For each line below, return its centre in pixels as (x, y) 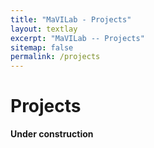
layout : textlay (44, 29)
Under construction (52, 134)
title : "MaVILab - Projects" (71, 19)
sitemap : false (42, 47)
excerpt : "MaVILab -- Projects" (77, 38)
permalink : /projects (55, 57)
